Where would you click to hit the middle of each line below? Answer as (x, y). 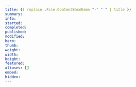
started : (14, 23)
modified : (15, 37)
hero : (10, 41)
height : (13, 59)
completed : (16, 28)
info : (10, 18)
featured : (15, 63)
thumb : (12, 45)
